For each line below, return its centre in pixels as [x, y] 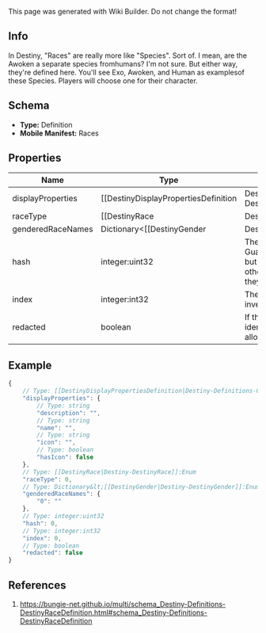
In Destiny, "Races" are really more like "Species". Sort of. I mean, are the [128, 55]
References [37, 585]
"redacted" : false [53, 553]
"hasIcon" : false [65, 457]
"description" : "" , [69, 413]
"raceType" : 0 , [47, 479]
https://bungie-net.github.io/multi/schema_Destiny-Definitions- [122, 604]
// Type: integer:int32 [62, 531]
